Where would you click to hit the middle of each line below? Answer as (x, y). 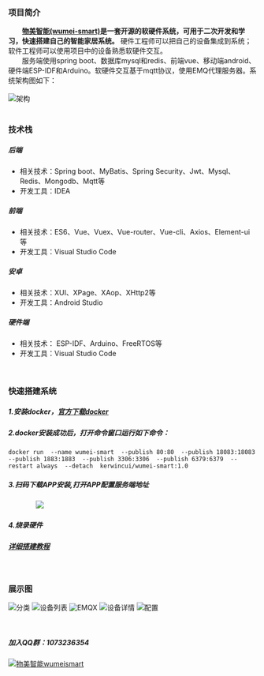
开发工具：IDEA (45, 191)
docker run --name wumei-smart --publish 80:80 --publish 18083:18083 (132, 453)
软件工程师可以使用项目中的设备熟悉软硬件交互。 (87, 51)
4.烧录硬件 (26, 525)
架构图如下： (35, 81)
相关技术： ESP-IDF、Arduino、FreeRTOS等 (91, 344)
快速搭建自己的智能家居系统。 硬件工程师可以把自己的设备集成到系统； (137, 41)
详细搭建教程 (29, 546)
